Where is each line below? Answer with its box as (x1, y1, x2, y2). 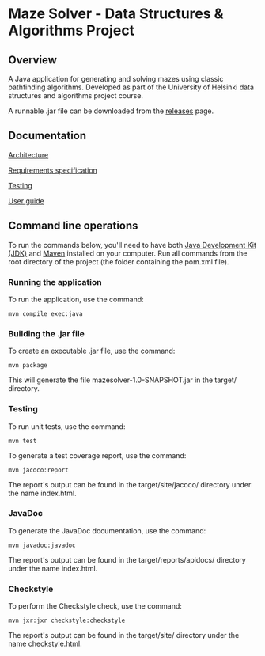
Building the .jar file (8, 328, 85, 339)
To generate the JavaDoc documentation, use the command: (8, 525, 206, 535)
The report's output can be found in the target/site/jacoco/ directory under (8, 480, 252, 489)
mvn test (8, 437, 37, 445)
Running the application (8, 276, 102, 287)
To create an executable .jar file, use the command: (8, 346, 176, 356)
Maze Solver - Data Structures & (8, 5, 224, 23)
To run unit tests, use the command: (8, 421, 126, 431)
